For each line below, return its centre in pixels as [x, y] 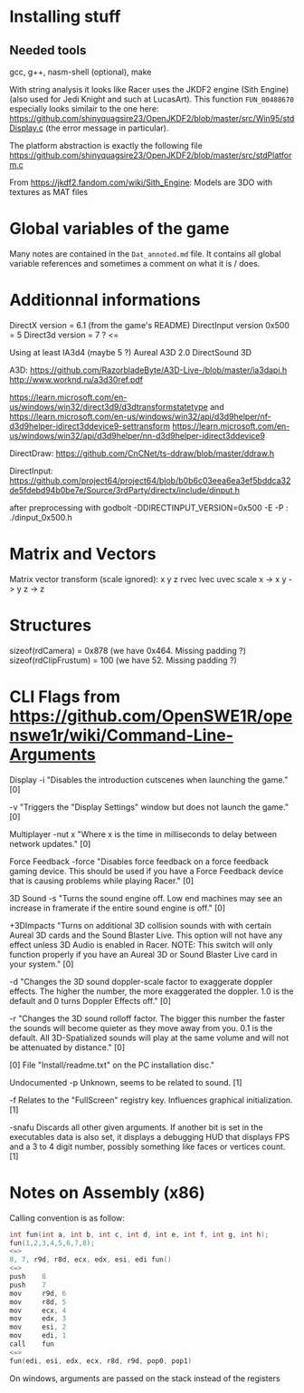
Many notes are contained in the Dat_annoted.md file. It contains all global [145, 253]
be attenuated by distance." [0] [67, 1047]
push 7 [28, 1285]
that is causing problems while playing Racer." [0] [102, 881]
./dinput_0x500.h [41, 517]
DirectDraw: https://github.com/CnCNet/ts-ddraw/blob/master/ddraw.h [142, 453]
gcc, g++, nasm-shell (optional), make [81, 72]
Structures [51, 625]
